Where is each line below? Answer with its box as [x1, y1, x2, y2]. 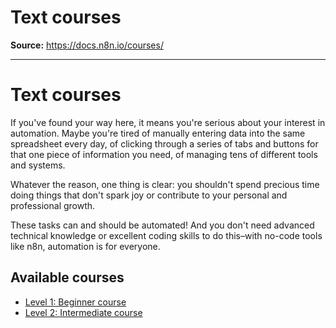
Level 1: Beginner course [24, 296, 127, 308]
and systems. [10, 159, 66, 171]
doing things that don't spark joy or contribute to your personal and [10, 189, 288, 201]
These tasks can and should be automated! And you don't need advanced [10, 219, 315, 231]
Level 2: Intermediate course [24, 306, 143, 318]
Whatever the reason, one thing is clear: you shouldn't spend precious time [10, 178, 320, 190]
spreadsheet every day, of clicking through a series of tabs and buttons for [10, 137, 319, 150]
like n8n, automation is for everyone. [10, 240, 161, 252]
